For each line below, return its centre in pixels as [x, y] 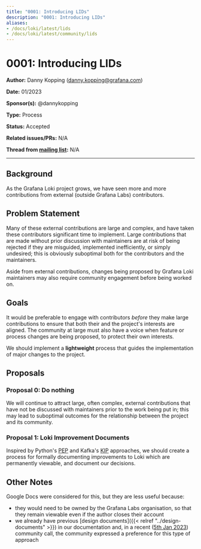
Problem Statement [43, 214]
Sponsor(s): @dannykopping [42, 103]
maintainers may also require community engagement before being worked [99, 277]
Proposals [25, 373]
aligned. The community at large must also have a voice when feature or [95, 330]
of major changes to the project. [46, 354]
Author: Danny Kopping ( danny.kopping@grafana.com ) [74, 80]
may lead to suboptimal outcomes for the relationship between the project [97, 416]
